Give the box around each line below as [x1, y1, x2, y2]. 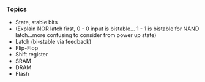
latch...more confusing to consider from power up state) [15, 32, 157, 39]
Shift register [15, 51, 48, 58]
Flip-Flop [15, 44, 39, 52]
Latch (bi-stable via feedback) [15, 38, 92, 46]
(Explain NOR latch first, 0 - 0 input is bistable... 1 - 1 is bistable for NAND [15, 25, 199, 32]
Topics [6, 5, 28, 13]
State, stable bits [15, 19, 58, 26]
